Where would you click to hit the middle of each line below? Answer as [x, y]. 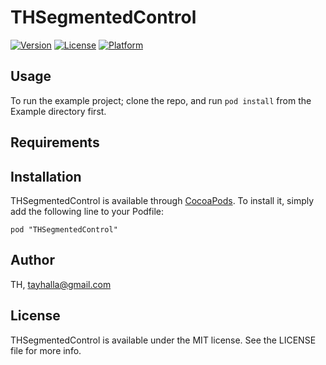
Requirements [55, 142]
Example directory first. [58, 111]
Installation [46, 176]
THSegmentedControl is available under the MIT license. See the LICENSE [163, 340]
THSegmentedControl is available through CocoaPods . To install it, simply [162, 200]
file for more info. [46, 350]
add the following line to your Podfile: [87, 211]
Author [32, 260]
